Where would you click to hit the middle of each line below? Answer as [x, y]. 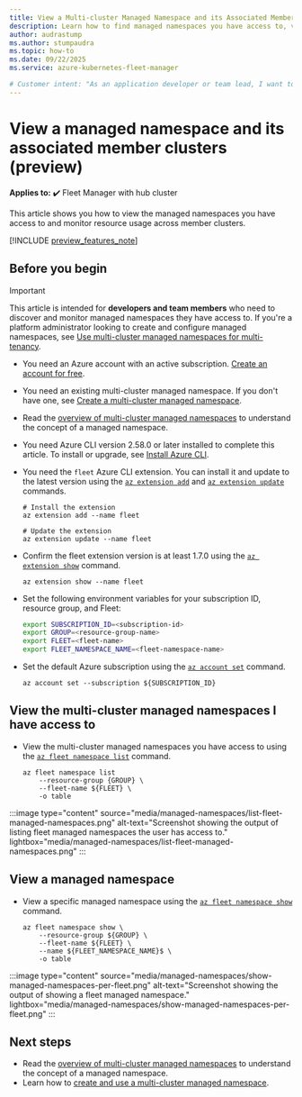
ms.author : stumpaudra [52, 43]
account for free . [53, 373]
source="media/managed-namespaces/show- [186, 975]
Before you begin [58, 269]
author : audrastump [46, 34]
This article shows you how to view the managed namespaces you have [142, 213]
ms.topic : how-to [42, 51]
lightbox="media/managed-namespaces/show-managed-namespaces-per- [150, 1004]
